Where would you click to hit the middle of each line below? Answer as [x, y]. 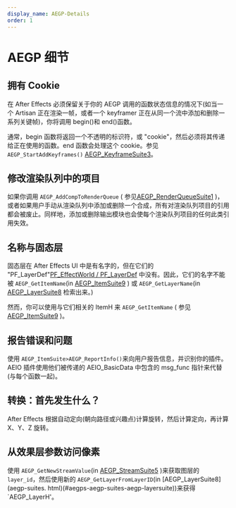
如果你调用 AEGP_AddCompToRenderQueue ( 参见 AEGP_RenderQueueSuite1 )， [116, 197]
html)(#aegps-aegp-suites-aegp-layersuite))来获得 [122, 488]
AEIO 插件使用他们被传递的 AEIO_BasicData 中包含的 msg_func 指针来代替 [115, 367]
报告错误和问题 [40, 340]
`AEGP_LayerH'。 [33, 497]
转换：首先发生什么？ [54, 401]
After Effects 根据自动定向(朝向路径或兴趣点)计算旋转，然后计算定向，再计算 [118, 419]
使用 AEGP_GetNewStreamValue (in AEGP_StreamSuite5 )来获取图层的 [103, 470]
